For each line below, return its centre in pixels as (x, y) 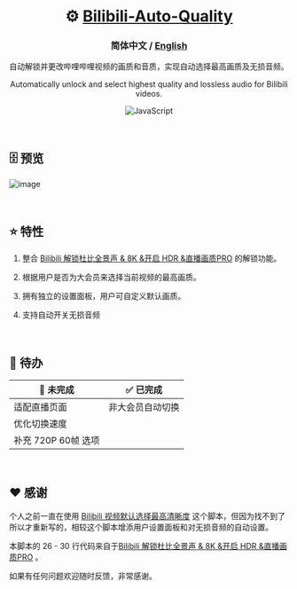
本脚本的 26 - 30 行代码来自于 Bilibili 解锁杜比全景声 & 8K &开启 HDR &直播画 (148, 546)
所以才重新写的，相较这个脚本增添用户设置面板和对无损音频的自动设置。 (141, 527)
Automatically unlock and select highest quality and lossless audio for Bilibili (149, 84)
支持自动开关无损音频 (61, 315)
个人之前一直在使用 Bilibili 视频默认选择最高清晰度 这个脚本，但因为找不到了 (147, 515)
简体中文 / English (149, 46)
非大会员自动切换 (144, 407)
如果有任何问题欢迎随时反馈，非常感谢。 (83, 576)
